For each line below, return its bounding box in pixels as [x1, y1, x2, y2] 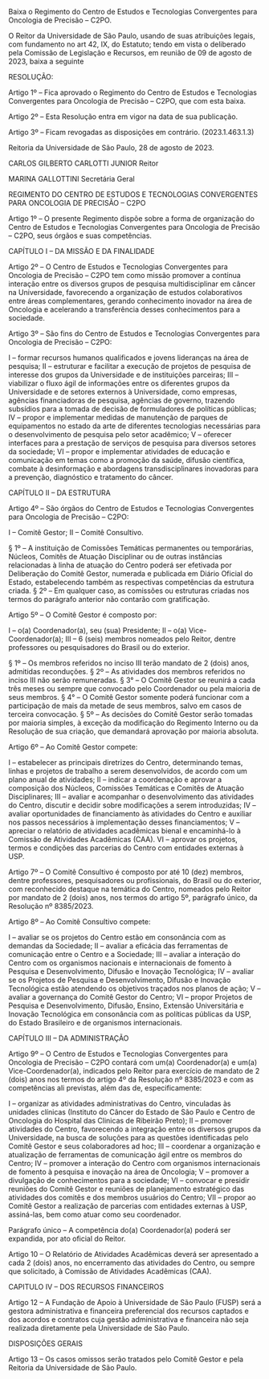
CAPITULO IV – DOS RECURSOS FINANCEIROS [8, 1282, 165, 1291]
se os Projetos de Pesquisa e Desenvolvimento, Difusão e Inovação [8, 976, 231, 984]
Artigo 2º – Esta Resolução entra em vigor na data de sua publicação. [8, 112, 238, 121]
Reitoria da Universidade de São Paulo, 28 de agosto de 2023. [8, 143, 214, 152]
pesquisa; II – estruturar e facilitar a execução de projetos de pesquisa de [8, 362, 251, 370]
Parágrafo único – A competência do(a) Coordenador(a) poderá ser [8, 1226, 231, 1234]
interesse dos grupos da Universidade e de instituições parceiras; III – [8, 370, 239, 379]
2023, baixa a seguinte [8, 56, 84, 66]
